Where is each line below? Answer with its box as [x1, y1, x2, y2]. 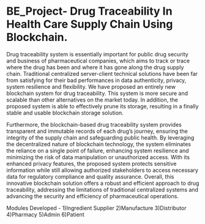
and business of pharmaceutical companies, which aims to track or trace [6, 57, 190, 64]
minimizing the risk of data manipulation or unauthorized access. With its [6, 153, 190, 160]
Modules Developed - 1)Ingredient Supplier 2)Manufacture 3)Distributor [6, 204, 187, 212]
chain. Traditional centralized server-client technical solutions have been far [6, 70, 198, 77]
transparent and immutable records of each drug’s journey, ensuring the [6, 127, 188, 135]
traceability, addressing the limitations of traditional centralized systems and [6, 185, 199, 193]
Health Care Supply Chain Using [6, 17, 173, 31]
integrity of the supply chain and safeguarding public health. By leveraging [6, 133, 195, 141]
